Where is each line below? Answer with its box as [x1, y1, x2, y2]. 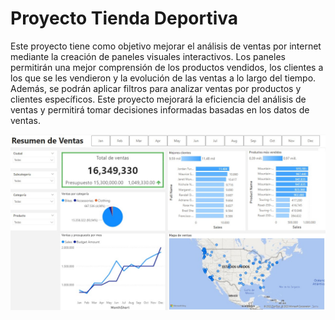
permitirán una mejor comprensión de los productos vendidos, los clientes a [10, 61, 324, 73]
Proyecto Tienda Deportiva [10, 7, 239, 30]
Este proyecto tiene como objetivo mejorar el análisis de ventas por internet [10, 40, 322, 52]
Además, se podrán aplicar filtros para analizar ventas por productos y [10, 82, 302, 94]
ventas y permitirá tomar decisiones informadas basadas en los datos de [10, 103, 310, 116]
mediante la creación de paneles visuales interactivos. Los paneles [10, 50, 286, 62]
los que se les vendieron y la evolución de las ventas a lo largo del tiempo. [10, 72, 317, 84]
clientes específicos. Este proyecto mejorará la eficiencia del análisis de [10, 93, 307, 105]
